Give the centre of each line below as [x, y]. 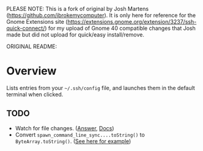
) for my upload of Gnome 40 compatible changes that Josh [120, 28]
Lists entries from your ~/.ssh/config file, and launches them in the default [101, 88]
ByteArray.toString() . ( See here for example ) [73, 141]
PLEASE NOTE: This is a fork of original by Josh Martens [77, 9]
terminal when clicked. [35, 94]
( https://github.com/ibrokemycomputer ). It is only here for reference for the [101, 15]
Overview [31, 71]
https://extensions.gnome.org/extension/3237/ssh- [132, 22]
